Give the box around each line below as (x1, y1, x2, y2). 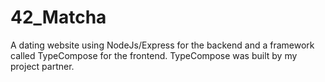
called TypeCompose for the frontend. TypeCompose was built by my (10, 49, 298, 61)
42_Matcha (10, 6, 107, 29)
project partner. (10, 60, 75, 72)
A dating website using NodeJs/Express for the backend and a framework (10, 39, 315, 51)
